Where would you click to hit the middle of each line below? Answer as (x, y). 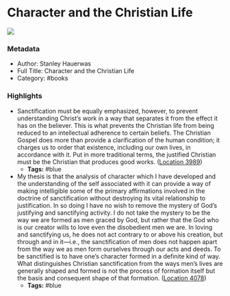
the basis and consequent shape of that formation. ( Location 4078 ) (112, 278)
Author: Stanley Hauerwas (54, 64)
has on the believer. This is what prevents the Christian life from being (115, 125)
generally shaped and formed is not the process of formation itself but (116, 271)
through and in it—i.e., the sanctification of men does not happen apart (117, 241)
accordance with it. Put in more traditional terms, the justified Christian (116, 154)
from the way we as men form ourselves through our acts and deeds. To (119, 249)
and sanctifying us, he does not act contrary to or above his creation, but (120, 234)
